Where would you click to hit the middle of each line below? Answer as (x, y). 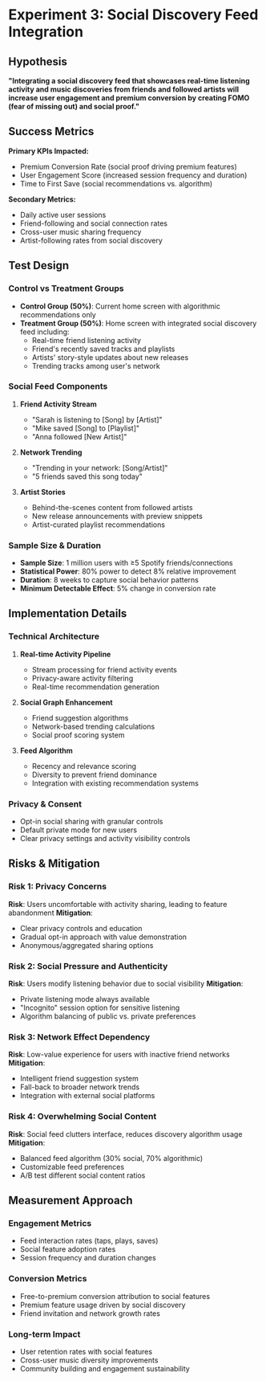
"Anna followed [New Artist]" (79, 436)
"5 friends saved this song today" (87, 476)
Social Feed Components (58, 386)
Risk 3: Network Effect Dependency (79, 1036)
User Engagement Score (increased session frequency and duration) (133, 175)
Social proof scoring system (78, 735)
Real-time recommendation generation (96, 686)
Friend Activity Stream (58, 404)
